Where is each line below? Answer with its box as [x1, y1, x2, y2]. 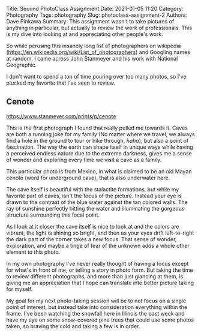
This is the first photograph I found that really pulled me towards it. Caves [6, 124, 188, 131]
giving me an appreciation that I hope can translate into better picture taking [6, 279, 194, 286]
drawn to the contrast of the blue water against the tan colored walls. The [6, 198, 188, 206]
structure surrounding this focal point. [6, 211, 100, 218]
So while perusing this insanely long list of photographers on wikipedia [6, 42, 181, 49]
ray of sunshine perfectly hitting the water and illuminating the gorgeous [6, 205, 185, 212]
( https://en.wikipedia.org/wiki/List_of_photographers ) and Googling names [6, 49, 191, 56]
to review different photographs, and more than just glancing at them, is [6, 272, 184, 280]
